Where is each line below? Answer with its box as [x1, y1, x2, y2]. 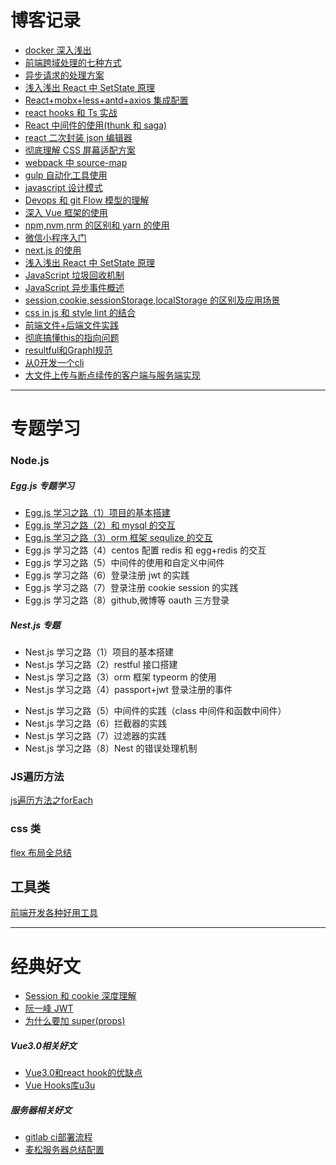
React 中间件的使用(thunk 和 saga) [24, 119, 168, 131]
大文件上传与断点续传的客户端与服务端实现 [24, 369, 201, 381]
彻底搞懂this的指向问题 [24, 331, 120, 343]
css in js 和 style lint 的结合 [24, 306, 137, 318]
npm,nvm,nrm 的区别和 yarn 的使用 [24, 219, 170, 231]
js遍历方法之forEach [10, 794, 93, 806]
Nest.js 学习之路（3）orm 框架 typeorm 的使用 [24, 671, 217, 683]
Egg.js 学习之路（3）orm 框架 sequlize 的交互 [24, 532, 213, 544]
